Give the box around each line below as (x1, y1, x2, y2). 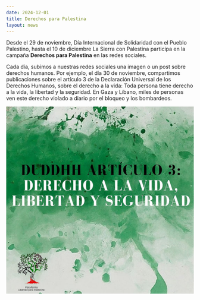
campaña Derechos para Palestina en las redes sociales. (6, 52, 147, 59)
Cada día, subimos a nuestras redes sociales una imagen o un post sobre (6, 63, 186, 71)
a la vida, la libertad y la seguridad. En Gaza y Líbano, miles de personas (6, 89, 184, 96)
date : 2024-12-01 (6, 10, 49, 15)
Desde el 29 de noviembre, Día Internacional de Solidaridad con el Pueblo (6, 39, 187, 46)
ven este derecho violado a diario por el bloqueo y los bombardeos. (6, 95, 172, 102)
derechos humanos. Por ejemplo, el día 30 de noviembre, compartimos (6, 70, 180, 77)
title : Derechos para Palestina (6, 15, 86, 22)
